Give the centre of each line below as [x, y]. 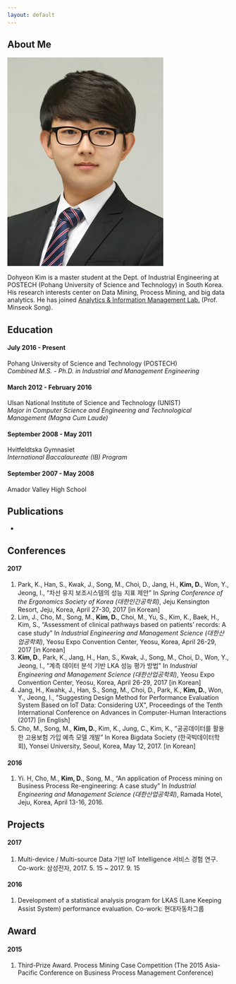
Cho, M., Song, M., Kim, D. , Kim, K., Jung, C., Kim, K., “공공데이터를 [114, 729]
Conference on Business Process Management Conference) [126, 973]
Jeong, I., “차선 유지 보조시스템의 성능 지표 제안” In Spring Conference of [120, 593]
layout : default [31, 15]
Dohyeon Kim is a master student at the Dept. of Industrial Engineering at [113, 277]
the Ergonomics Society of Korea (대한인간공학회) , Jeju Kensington [113, 602]
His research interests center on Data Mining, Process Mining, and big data [116, 293]
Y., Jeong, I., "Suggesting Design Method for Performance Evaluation [118, 698]
